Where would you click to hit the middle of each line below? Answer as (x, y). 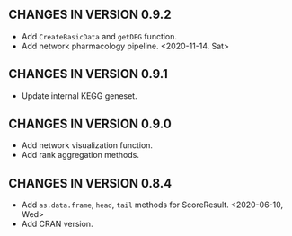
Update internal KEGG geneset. (79, 96)
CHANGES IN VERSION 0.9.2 (90, 15)
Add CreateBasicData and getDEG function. (99, 36)
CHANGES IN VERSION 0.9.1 (88, 74)
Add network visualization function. (87, 145)
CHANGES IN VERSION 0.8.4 (90, 183)
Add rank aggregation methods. (80, 155)
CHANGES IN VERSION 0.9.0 (90, 124)
